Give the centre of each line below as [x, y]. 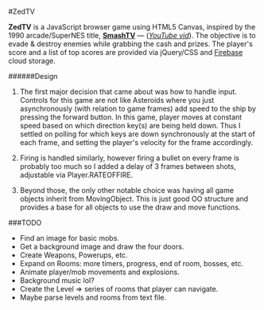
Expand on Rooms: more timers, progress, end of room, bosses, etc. [132, 263]
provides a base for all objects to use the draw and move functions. [130, 207]
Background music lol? [57, 281]
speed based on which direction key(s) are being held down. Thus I [130, 126]
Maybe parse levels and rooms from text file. [93, 297]
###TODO [25, 223]
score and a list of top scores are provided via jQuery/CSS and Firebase [126, 52]
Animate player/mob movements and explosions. [100, 272]
